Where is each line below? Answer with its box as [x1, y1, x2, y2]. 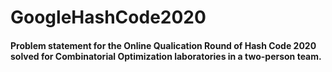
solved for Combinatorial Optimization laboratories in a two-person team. [10, 50, 322, 62]
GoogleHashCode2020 [10, 6, 207, 29]
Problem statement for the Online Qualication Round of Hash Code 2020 [10, 39, 317, 51]
